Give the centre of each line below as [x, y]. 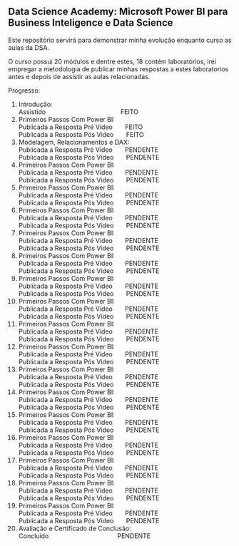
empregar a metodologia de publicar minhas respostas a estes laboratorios [118, 69]
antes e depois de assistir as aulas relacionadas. [79, 76]
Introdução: [35, 104]
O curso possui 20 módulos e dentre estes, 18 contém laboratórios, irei [112, 61]
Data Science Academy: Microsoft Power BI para [118, 12]
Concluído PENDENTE [85, 536]
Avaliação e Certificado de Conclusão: [75, 528]
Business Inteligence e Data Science [91, 23]
